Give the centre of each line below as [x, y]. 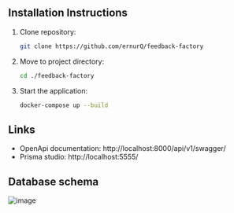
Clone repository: [48, 31]
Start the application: [54, 90]
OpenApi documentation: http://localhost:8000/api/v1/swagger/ [123, 149]
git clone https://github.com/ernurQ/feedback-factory [111, 46]
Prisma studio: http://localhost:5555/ [79, 157]
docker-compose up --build [64, 105]
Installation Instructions [68, 13]
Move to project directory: [62, 61]
